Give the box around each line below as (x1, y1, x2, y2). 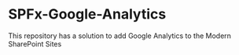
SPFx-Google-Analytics (8, 5, 167, 23)
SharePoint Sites (8, 39, 62, 48)
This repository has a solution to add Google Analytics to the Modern (8, 31, 232, 40)
